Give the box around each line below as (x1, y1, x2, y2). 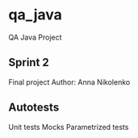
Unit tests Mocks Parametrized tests (8, 122, 129, 132)
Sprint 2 (8, 56, 50, 69)
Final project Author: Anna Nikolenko (8, 77, 131, 86)
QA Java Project (8, 32, 62, 42)
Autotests (8, 101, 60, 115)
